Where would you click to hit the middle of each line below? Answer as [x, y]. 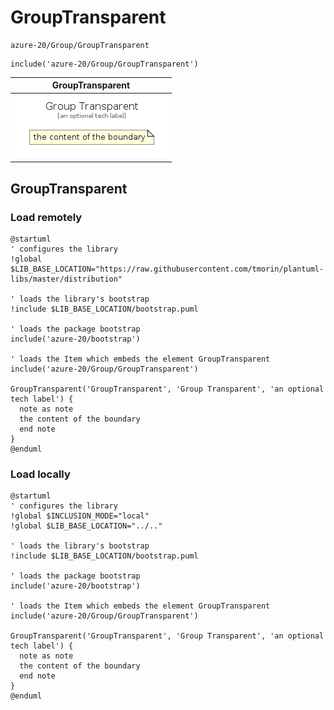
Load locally [40, 474]
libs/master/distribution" [66, 279]
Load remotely [46, 217]
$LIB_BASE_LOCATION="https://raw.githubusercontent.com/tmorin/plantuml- [167, 269]
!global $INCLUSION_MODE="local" [80, 516]
